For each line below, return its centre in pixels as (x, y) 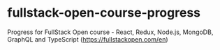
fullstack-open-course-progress (104, 13)
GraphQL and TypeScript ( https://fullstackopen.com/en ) (88, 39)
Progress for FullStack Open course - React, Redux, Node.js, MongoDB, (110, 32)
